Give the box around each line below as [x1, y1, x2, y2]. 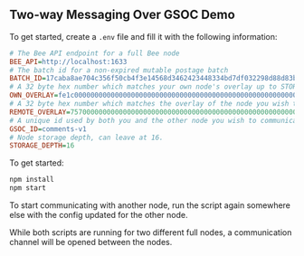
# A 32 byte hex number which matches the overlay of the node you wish [9, 100, 290, 109]
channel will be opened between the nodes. [9, 237, 173, 248]
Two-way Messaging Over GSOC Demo [9, 7, 235, 23]
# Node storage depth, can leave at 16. [9, 133, 165, 142]
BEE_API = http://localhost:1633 [9, 57, 128, 66]
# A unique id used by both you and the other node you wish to [9, 116, 257, 125]
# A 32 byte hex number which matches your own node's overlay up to [9, 82, 278, 91]
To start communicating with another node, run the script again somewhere [9, 200, 291, 211]
